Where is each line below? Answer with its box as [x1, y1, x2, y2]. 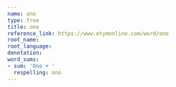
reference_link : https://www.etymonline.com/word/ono [7, 29, 170, 37]
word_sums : [7, 56, 40, 63]
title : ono [7, 23, 40, 30]
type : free [7, 17, 40, 24]
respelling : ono [13, 69, 61, 76]
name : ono [7, 10, 37, 18]
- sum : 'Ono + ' [7, 62, 55, 69]
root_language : [7, 43, 52, 50]
